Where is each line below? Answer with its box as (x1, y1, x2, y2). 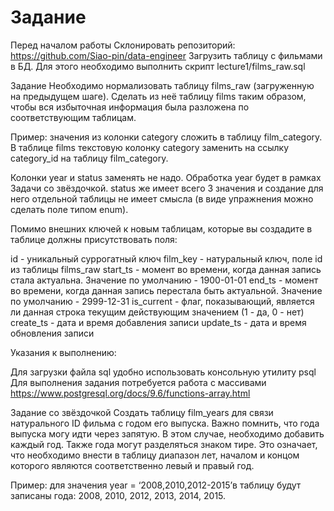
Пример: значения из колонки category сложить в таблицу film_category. (10, 131, 323, 143)
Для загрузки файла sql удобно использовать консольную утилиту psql (10, 366, 317, 378)
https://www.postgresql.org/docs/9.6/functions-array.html (10, 387, 251, 399)
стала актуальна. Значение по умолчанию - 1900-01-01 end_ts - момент (10, 274, 319, 286)
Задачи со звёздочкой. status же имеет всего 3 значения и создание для (10, 182, 324, 194)
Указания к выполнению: (10, 346, 117, 358)
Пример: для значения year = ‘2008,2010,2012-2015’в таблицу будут (10, 479, 302, 491)
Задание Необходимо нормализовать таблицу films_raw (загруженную (10, 79, 315, 91)
